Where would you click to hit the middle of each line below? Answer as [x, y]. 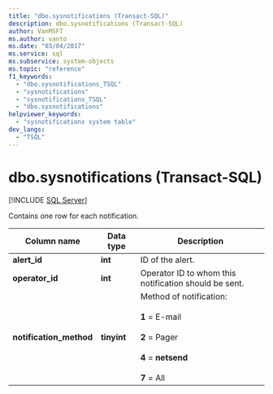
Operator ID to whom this [188, 273]
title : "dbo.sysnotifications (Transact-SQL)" [89, 16]
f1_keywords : [30, 77]
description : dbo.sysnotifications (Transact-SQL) [96, 24]
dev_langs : [27, 129]
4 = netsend [164, 357]
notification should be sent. [192, 283]
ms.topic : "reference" [47, 69]
